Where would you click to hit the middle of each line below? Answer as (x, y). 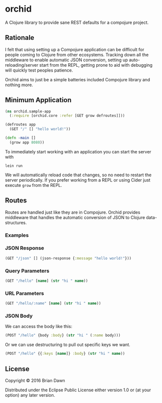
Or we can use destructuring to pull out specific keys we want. (68, 345)
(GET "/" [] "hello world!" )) (40, 129)
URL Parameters (25, 293)
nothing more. (19, 85)
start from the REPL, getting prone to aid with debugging (96, 65)
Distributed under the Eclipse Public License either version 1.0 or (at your (78, 390)
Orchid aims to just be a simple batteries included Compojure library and (78, 79)
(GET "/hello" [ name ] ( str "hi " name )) (47, 281)
